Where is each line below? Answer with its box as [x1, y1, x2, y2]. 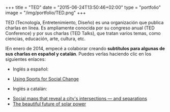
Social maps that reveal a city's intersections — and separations [12, 96, 148, 101]
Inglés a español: [12, 66, 49, 72]
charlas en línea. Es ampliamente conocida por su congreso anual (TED [5, 25, 155, 31]
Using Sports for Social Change [12, 76, 79, 82]
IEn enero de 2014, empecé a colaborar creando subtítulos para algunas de [5, 46, 165, 51]
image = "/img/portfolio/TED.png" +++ [5, 10, 86, 16]
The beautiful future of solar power [12, 101, 87, 107]
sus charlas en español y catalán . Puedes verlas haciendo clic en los [5, 51, 152, 57]
